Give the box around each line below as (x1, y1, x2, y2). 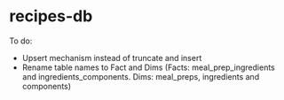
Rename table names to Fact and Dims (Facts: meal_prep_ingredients (21, 62, 275, 73)
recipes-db (9, 6, 93, 27)
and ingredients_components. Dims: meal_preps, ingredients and (21, 71, 260, 81)
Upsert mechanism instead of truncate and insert (21, 52, 202, 63)
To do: (9, 35, 33, 46)
